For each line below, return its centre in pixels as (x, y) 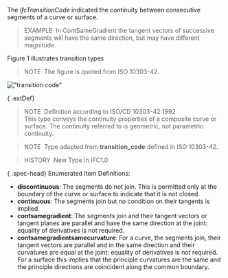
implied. (28, 208)
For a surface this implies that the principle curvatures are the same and (119, 259)
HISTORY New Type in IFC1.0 (66, 160)
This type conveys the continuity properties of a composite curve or (120, 119)
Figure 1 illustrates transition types (56, 58)
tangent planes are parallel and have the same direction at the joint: (112, 223)
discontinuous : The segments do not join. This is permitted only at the (117, 187)
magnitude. (40, 45)
